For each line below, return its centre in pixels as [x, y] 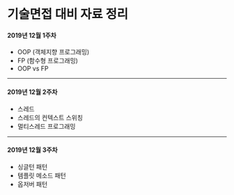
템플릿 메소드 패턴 [41, 175]
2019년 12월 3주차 [32, 150]
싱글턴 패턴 [32, 166]
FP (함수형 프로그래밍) [48, 61]
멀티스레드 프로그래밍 [46, 126]
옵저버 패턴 [32, 184]
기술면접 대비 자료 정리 [68, 14]
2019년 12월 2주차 [32, 92]
